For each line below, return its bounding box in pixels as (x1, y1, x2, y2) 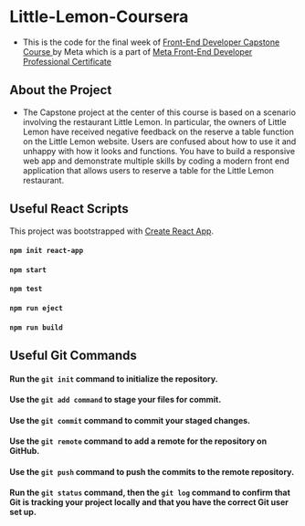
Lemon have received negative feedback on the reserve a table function (22, 126, 295, 137)
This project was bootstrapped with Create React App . (9, 226, 215, 237)
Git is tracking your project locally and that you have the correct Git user (9, 497, 289, 508)
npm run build (9, 322, 64, 332)
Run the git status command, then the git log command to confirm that (9, 487, 290, 499)
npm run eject (9, 303, 64, 312)
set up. (9, 507, 37, 518)
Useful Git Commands (9, 347, 137, 363)
